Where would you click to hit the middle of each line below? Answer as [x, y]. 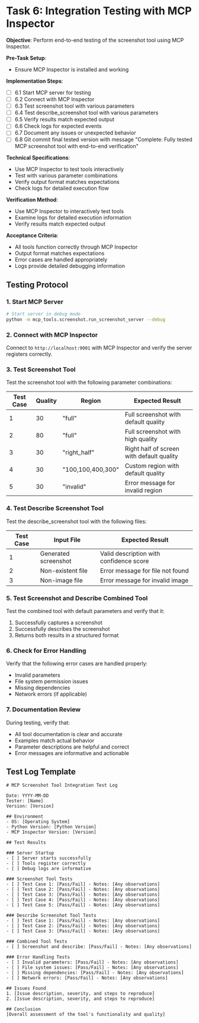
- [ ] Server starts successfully [49, 858]
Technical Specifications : [38, 158]
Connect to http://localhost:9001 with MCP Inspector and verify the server [99, 348]
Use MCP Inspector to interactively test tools [69, 211]
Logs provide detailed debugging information [70, 266]
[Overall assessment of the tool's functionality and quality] [86, 1015]
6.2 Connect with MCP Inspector [54, 99]
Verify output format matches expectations [67, 182]
